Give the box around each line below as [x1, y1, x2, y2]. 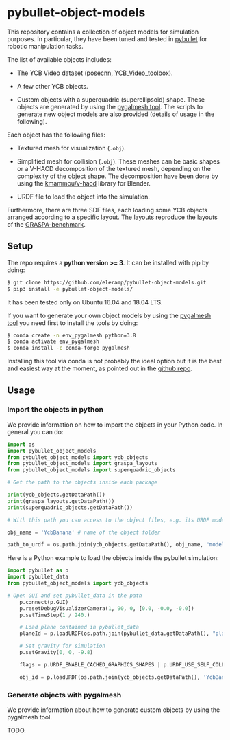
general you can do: [7, 427, 64, 436]
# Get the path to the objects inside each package [7, 479, 157, 486]
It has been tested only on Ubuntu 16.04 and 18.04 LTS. [7, 298, 163, 306]
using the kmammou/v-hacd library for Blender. [16, 179, 151, 187]
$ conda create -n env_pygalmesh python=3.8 [7, 332, 136, 339]
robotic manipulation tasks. [7, 42, 84, 50]
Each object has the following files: [7, 131, 106, 139]
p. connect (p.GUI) [19, 598, 69, 605]
